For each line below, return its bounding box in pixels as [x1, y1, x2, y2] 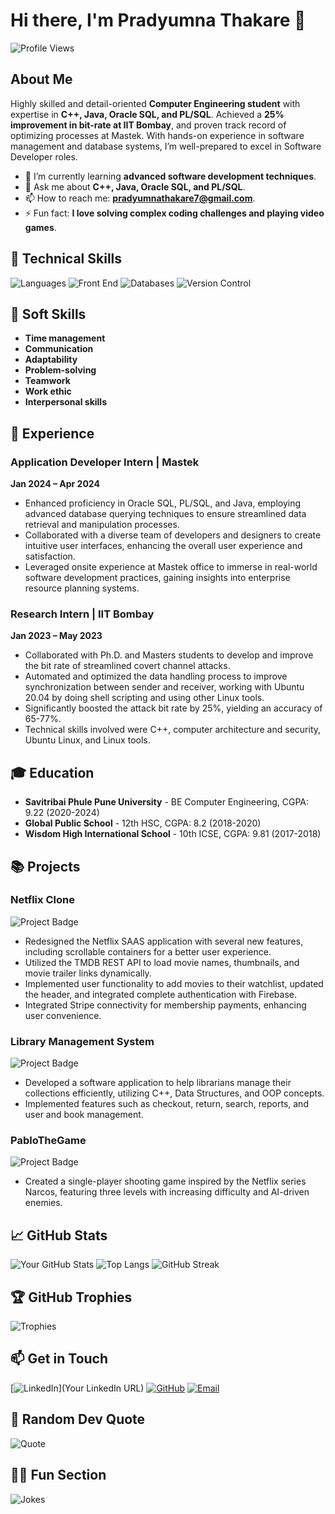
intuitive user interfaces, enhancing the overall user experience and [24, 540, 303, 552]
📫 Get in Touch [10, 1350, 109, 1368]
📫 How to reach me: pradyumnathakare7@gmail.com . [24, 192, 256, 204]
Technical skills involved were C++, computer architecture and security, [24, 724, 322, 736]
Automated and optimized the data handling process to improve [24, 670, 288, 683]
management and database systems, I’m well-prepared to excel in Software [10, 140, 322, 152]
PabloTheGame [10, 1134, 87, 1148]
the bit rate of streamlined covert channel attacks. [24, 660, 231, 672]
